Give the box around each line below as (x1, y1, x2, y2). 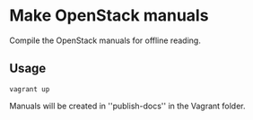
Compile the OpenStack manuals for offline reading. (9, 35, 202, 46)
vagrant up (9, 84, 50, 94)
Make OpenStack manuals (9, 5, 209, 26)
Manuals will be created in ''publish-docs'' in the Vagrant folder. (9, 100, 246, 111)
